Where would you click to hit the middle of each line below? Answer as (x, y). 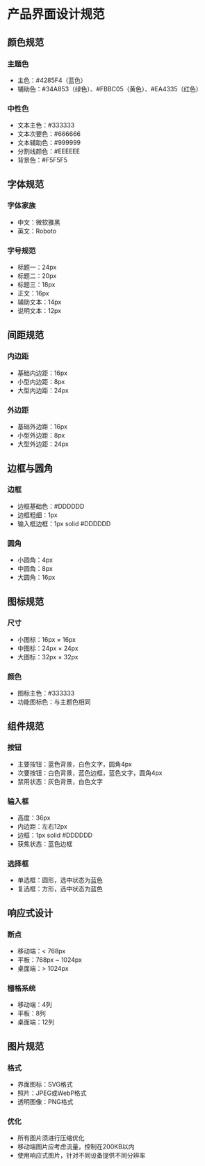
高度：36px (34, 818)
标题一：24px (37, 267)
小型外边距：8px (41, 436)
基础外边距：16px (42, 427)
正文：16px (33, 293)
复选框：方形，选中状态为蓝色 (60, 889)
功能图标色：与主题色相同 (54, 702)
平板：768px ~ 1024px (49, 960)
